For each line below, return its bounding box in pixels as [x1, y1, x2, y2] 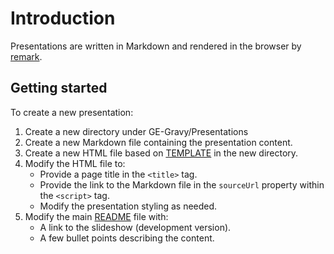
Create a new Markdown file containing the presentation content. [24, 136, 293, 148]
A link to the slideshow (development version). [39, 221, 232, 233]
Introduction [10, 7, 116, 30]
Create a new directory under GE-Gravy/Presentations [24, 125, 249, 137]
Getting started [10, 80, 108, 97]
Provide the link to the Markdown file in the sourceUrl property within [39, 178, 325, 191]
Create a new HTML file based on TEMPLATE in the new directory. [24, 147, 299, 159]
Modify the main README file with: [24, 210, 169, 222]
